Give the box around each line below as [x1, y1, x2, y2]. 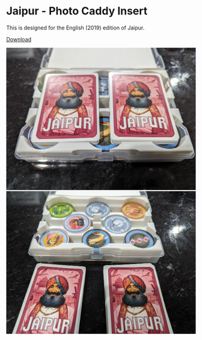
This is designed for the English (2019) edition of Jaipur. [6, 24, 145, 31]
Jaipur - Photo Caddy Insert [6, 4, 148, 18]
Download [6, 35, 32, 43]
